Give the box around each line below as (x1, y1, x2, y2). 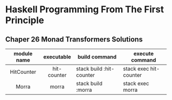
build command (77, 53, 117, 60)
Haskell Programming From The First (5, 4, 164, 15)
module (13, 50, 33, 57)
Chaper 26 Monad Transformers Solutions (5, 35, 143, 44)
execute (133, 50, 154, 57)
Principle (5, 14, 45, 26)
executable (43, 53, 72, 60)
